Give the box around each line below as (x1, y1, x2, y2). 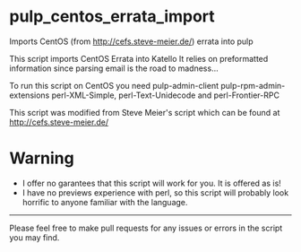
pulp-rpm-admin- (220, 80, 286, 91)
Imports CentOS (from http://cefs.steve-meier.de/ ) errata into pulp (9, 36, 254, 47)
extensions (9, 90, 50, 100)
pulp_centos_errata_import (9, 6, 215, 27)
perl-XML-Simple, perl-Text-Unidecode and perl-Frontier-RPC (51, 90, 280, 100)
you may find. (9, 231, 60, 243)
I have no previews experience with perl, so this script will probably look (21, 187, 289, 198)
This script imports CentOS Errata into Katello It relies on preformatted (9, 53, 269, 64)
